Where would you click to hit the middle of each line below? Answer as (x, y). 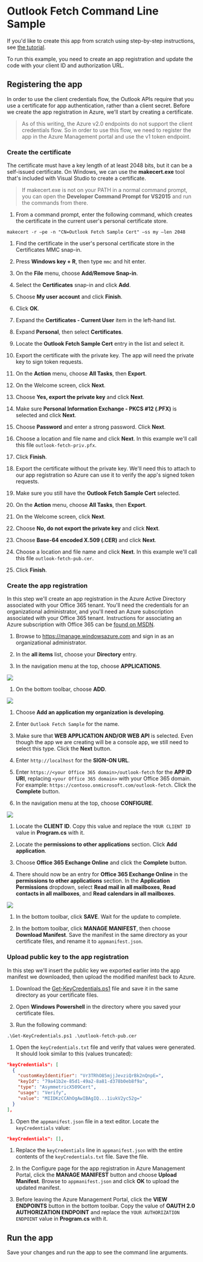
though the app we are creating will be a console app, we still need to (102, 742)
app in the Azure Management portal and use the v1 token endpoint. (106, 136)
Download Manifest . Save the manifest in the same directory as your (101, 935)
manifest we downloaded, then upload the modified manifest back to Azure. (101, 977)
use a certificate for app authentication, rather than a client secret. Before (98, 105)
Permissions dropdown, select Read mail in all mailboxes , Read (96, 887)
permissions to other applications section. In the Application (93, 881)
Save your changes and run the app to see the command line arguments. (98, 1252)
